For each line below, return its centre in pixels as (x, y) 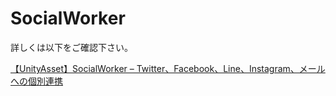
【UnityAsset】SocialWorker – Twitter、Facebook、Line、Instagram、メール (168, 68)
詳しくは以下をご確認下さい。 (71, 47)
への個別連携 (36, 81)
